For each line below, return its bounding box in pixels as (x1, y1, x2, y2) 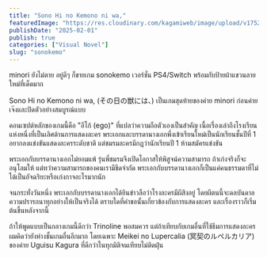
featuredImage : (9, 19, 59, 27)
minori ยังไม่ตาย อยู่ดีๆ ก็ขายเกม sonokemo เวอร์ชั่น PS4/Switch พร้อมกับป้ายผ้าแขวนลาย (9, 70, 257, 79)
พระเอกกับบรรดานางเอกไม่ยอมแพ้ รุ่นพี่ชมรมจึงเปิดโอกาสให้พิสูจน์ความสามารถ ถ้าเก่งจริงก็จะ (9, 154, 246, 163)
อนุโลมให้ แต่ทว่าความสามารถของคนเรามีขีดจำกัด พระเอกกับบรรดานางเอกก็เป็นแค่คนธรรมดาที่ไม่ (9, 163, 259, 173)
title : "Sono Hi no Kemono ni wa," (9, 11, 127, 20)
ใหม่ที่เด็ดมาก (9, 79, 44, 88)
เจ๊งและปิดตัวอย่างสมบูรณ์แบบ (9, 104, 86, 114)
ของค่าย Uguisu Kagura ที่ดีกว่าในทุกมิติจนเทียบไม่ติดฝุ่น (9, 241, 164, 249)
